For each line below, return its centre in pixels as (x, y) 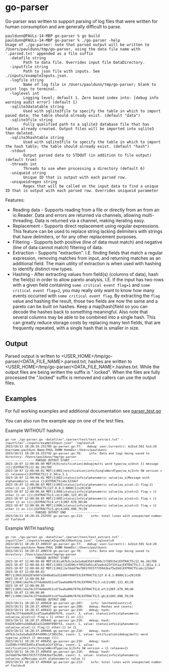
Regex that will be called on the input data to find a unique (91, 186)
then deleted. (20, 133)
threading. (23, 220)
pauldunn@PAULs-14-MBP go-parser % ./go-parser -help (63, 40)
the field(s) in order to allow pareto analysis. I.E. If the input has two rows (88, 279)
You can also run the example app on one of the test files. (65, 420)
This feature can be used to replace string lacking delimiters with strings (87, 231)
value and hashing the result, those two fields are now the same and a (85, 301)
